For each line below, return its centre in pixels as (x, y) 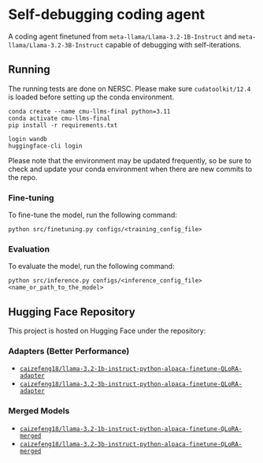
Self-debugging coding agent (107, 15)
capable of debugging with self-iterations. (173, 44)
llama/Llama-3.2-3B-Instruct (56, 45)
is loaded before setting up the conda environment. (91, 97)
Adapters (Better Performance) (69, 351)
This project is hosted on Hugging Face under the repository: (107, 331)
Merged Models (39, 411)
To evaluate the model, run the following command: (91, 267)
